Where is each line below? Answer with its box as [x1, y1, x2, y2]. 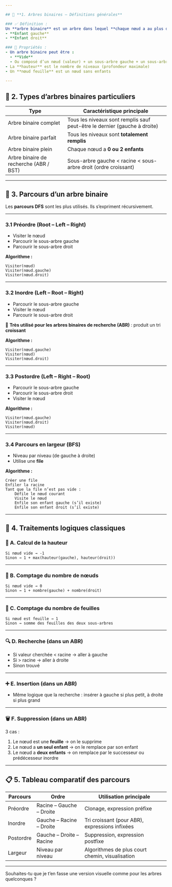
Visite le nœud [14, 496, 47, 501]
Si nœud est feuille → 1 [5, 616, 58, 621]
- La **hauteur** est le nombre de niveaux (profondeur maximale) [5, 64, 150, 69]
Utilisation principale [98, 793, 150, 800]
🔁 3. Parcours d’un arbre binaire [5, 190, 109, 198]
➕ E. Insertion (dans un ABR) [5, 680, 77, 687]
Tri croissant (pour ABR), [84, 817, 144, 824]
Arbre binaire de [8, 154, 47, 161]
